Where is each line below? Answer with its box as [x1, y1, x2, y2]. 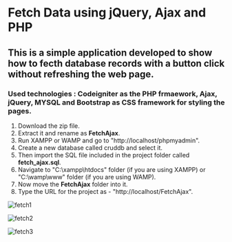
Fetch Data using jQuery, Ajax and [8, 5, 207, 21]
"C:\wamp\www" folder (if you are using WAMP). [17, 173, 156, 181]
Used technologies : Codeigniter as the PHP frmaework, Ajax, [8, 89, 218, 98]
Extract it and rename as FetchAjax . [17, 129, 120, 137]
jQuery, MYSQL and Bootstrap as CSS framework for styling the [8, 98, 225, 107]
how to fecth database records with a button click [8, 57, 225, 69]
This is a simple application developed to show [8, 47, 213, 58]
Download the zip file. [17, 122, 80, 130]
